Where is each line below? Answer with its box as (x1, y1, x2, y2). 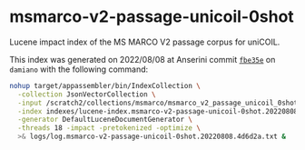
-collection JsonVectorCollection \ (17, 89, 156, 99)
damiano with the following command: (9, 64, 149, 75)
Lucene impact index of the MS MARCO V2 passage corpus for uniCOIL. (9, 36, 280, 47)
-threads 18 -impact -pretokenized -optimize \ (17, 124, 202, 133)
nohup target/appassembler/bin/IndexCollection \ (9, 81, 202, 90)
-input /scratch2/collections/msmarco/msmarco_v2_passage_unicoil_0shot (17, 98, 299, 107)
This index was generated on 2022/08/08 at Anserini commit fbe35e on (9, 54, 276, 65)
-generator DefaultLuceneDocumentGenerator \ (17, 115, 193, 125)
